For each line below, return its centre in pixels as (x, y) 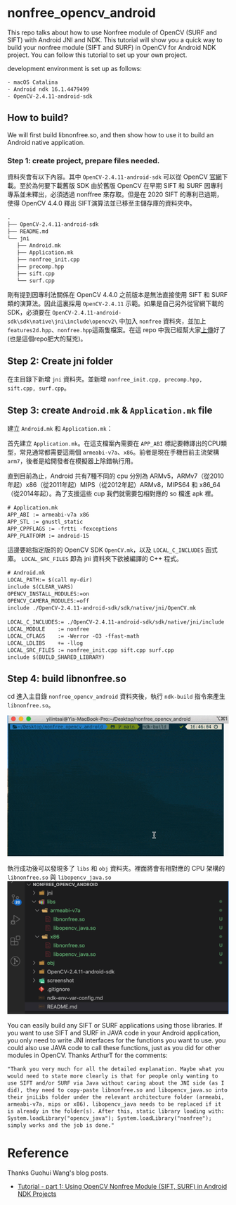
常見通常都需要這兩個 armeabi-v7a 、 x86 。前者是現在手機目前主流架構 (119, 452)
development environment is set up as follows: (74, 68)
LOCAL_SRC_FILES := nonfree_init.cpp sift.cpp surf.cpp (91, 650)
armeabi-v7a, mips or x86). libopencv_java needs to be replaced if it (114, 1104)
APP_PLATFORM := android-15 (48, 536)
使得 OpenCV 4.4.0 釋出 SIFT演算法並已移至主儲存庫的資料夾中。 (102, 203)
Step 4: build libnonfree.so (67, 679)
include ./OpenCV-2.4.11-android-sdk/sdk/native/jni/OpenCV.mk (102, 608)
